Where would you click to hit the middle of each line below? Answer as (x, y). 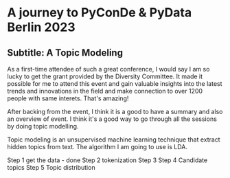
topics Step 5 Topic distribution (51, 167)
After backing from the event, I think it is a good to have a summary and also (115, 112)
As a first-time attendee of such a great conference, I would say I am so (108, 69)
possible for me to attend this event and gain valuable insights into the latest (115, 84)
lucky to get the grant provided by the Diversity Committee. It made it (105, 76)
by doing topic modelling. (43, 126)
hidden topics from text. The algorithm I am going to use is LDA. (97, 147)
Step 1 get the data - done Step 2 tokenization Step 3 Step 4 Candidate (107, 160)
